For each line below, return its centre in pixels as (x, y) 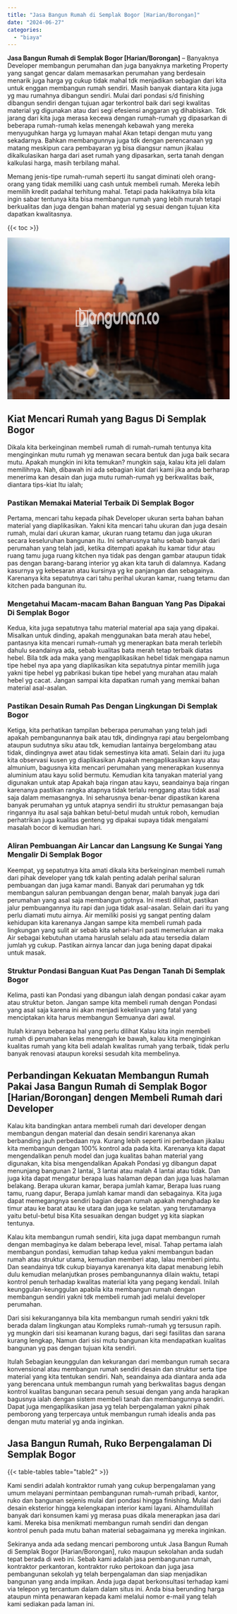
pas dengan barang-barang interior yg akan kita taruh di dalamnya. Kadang (117, 563)
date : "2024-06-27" (36, 22)
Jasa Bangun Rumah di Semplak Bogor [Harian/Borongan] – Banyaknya (113, 58)
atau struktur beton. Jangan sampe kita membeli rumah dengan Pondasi (112, 1003)
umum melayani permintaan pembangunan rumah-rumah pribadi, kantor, (113, 1493)
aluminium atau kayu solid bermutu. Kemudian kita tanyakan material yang (115, 775)
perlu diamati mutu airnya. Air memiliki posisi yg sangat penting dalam (109, 915)
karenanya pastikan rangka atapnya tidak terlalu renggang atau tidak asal (114, 790)
